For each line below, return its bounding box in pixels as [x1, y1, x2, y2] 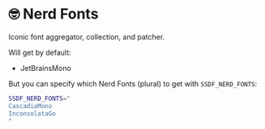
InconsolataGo [8, 110, 57, 118]
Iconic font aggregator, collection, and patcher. [8, 31, 165, 41]
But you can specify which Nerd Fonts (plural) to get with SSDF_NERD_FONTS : [8, 78, 258, 89]
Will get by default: [8, 48, 71, 57]
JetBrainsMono [19, 63, 71, 73]
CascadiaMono [8, 102, 53, 110]
